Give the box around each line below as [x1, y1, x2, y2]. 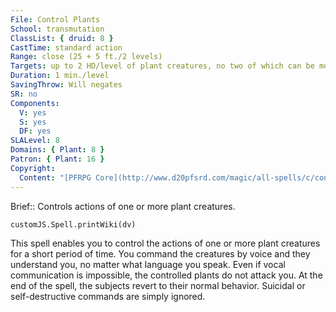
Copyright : [10, 163, 56, 173]
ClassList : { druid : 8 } [10, 33, 114, 43]
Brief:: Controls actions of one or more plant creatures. [10, 200, 236, 212]
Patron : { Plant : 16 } [10, 154, 105, 164]
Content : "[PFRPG [19, 172, 92, 183]
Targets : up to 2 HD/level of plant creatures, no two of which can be [10, 61, 315, 71]
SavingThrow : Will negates [10, 80, 123, 90]
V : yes [19, 107, 47, 118]
